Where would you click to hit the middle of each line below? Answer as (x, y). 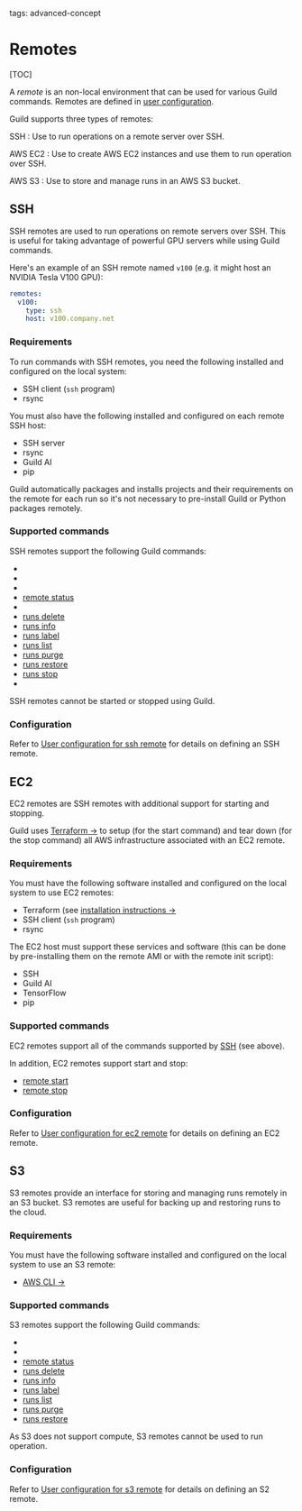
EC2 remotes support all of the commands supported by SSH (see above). (147, 1046)
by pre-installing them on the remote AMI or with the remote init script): (142, 957)
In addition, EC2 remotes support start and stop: (99, 1063)
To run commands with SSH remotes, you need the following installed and (146, 362)
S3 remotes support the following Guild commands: (105, 1325)
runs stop (40, 673)
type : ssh (44, 310)
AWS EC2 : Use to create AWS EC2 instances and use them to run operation (151, 153)
